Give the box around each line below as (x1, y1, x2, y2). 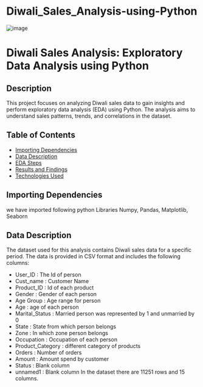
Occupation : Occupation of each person (15, 336, 117, 343)
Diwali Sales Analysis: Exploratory (6, 46, 183, 60)
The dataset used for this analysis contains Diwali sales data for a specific (6, 246, 192, 254)
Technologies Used (15, 172, 64, 179)
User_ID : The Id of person (15, 271, 81, 278)
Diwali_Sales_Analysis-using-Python (6, 4, 198, 18)
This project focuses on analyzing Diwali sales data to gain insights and (6, 99, 185, 106)
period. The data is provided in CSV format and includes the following (6, 253, 181, 260)
